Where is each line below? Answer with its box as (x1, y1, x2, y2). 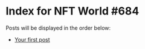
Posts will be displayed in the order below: (5, 24, 111, 31)
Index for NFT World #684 (5, 4, 140, 18)
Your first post (14, 36, 50, 43)
